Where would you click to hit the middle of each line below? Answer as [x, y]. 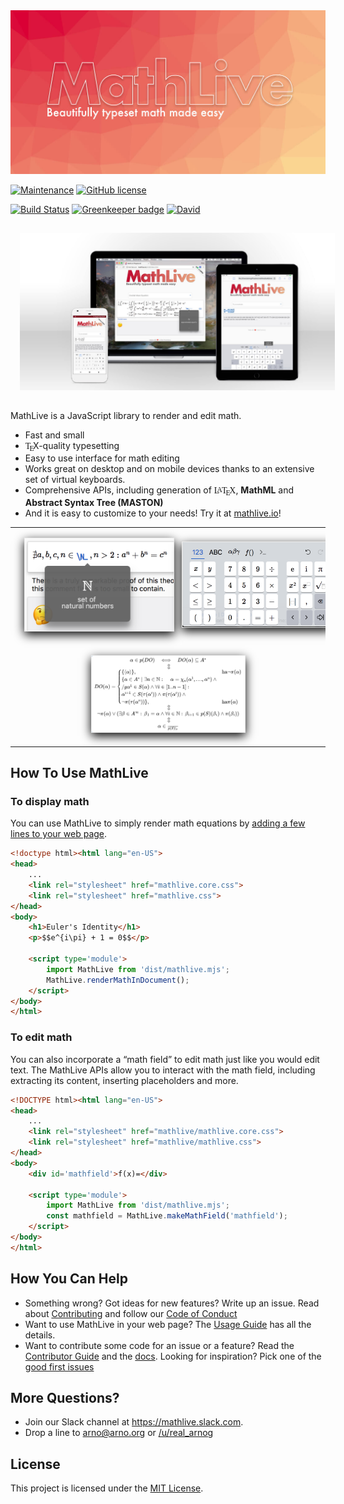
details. [40, 1335]
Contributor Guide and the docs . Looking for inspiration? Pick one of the [173, 1356]
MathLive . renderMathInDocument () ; [118, 980]
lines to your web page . [59, 834]
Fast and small [54, 435]
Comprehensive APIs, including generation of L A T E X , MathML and [159, 491]
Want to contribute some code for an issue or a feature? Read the [159, 1345]
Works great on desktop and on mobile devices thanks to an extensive [169, 468]
